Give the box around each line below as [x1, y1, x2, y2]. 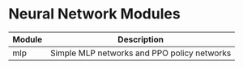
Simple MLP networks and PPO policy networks [49, 47, 232, 59]
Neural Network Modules [8, 5, 181, 23]
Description [117, 34, 164, 45]
